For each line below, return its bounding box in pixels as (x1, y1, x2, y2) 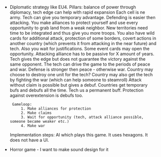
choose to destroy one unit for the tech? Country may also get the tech (9, 72, 153, 77)
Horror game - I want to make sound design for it (9, 147, 109, 152)
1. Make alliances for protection (21, 106, 92, 111)
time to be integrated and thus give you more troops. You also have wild (9, 30, 155, 36)
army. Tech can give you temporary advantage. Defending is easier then (9, 15, 156, 20)
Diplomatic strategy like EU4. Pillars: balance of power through (9, 4, 136, 10)
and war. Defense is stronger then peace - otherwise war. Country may (9, 67, 153, 72)
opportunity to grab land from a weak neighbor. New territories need (9, 25, 148, 31)
